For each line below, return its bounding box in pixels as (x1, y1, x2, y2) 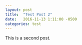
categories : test (5, 21, 41, 26)
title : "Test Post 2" (5, 12, 52, 17)
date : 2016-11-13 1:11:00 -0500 (5, 16, 77, 21)
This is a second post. (5, 35, 51, 41)
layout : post (5, 7, 32, 12)
